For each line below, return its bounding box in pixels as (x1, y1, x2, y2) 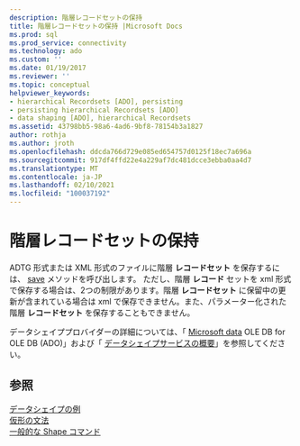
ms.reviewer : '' (9, 72, 70, 81)
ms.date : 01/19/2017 (9, 64, 87, 73)
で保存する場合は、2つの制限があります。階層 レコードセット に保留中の (9, 285, 279, 296)
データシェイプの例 (9, 403, 81, 414)
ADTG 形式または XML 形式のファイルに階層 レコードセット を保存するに (9, 262, 281, 273)
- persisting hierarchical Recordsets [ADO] (9, 105, 179, 114)
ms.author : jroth (9, 139, 75, 148)
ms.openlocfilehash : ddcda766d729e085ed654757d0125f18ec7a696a (9, 147, 252, 156)
